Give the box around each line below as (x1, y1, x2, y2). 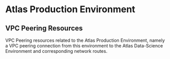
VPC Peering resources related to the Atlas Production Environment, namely (5, 37, 165, 43)
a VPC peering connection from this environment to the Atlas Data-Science (5, 43, 163, 49)
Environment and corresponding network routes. (5, 48, 108, 54)
